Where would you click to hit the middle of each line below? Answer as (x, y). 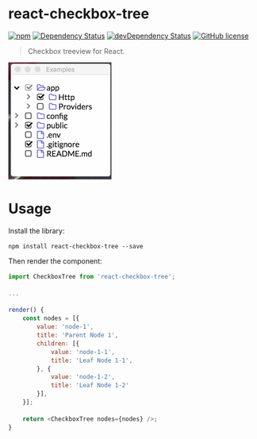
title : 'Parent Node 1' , (78, 335)
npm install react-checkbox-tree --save (76, 246)
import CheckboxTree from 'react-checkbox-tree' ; (92, 276)
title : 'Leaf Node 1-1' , (92, 360)
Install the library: (36, 230)
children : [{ (58, 343)
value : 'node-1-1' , (82, 352)
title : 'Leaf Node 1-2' (90, 386)
